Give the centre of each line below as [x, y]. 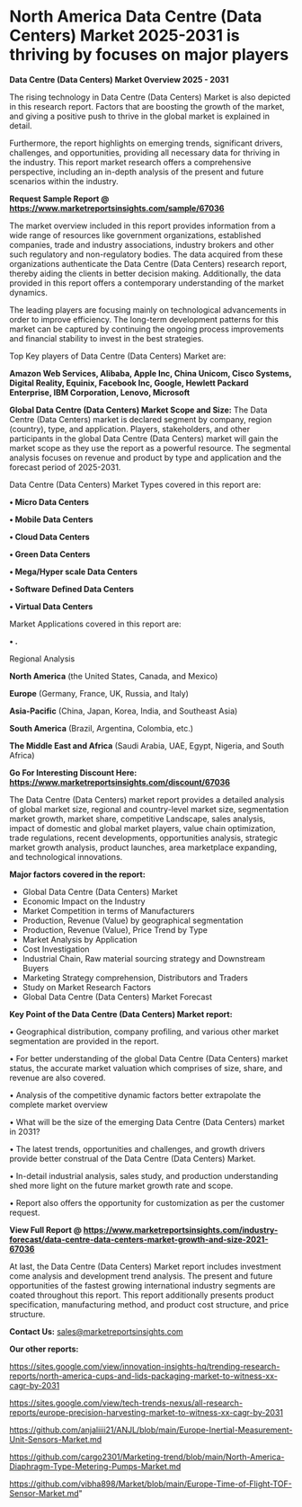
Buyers [36, 968]
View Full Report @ [46, 1229]
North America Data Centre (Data [136, 17]
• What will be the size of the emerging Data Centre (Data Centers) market [147, 1121]
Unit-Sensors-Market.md [56, 1439]
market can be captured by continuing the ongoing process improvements [147, 329]
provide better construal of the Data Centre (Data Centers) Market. [133, 1158]
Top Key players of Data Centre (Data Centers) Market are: [118, 356]
